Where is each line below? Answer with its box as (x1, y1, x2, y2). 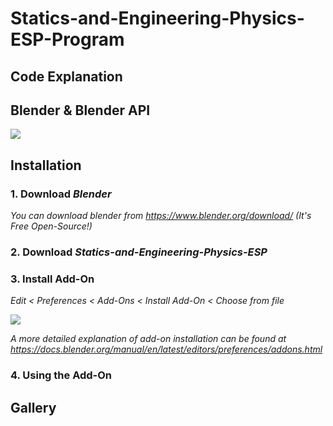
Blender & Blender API (10, 102, 151, 119)
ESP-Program (10, 28, 125, 51)
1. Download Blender (10, 187, 112, 201)
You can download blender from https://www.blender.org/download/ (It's (10, 210, 312, 222)
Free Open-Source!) (10, 220, 93, 232)
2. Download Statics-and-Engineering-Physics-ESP (10, 245, 268, 259)
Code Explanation (10, 68, 123, 85)
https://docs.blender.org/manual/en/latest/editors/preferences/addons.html (10, 343, 323, 356)
